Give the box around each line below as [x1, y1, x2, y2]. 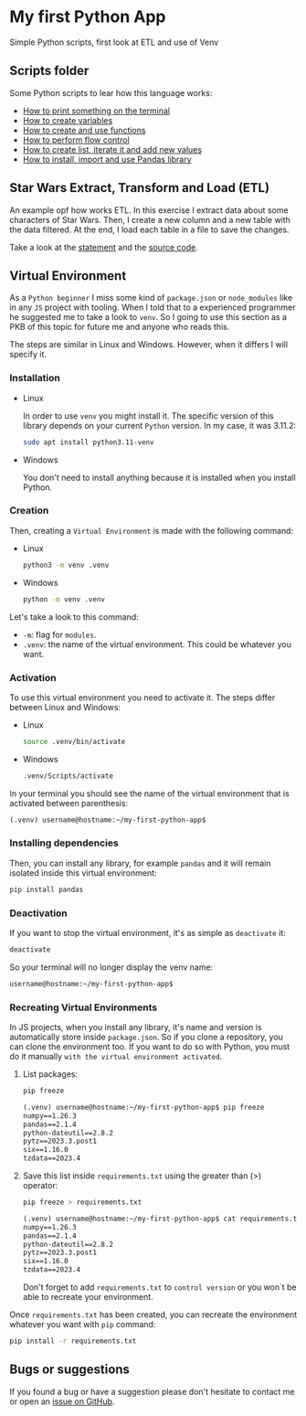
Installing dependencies [9, 836, 119, 849]
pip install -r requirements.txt [9, 1336, 137, 1346]
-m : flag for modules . [22, 629, 97, 640]
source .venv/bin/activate [22, 737, 126, 746]
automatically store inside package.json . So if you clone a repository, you [9, 1031, 283, 1043]
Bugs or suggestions [9, 1362, 131, 1378]
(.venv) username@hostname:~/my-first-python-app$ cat [22, 1214, 237, 1223]
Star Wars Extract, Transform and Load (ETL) [9, 180, 270, 196]
